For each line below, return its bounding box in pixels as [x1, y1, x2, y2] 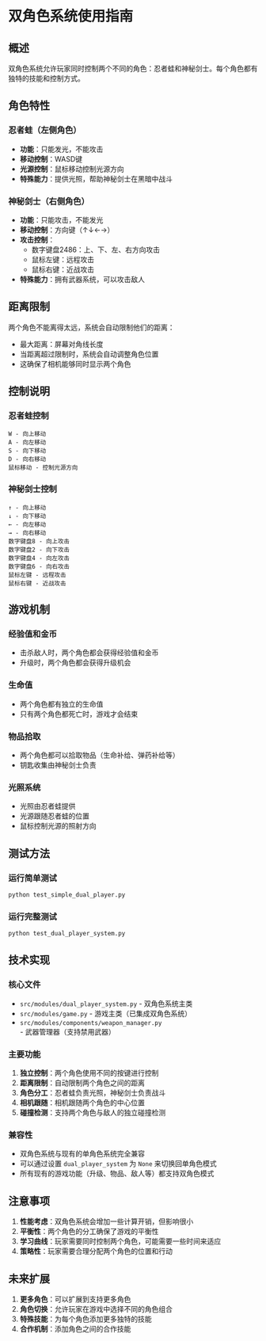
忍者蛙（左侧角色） [8, 124, 82, 135]
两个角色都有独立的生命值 [19, 699, 104, 709]
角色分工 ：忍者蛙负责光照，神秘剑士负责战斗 [19, 1088, 166, 1098]
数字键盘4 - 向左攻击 [8, 554, 70, 562]
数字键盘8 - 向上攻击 [8, 537, 70, 545]
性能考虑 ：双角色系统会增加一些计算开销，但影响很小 [19, 1217, 194, 1226]
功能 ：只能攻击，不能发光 [19, 215, 104, 224]
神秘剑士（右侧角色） [8, 196, 89, 207]
